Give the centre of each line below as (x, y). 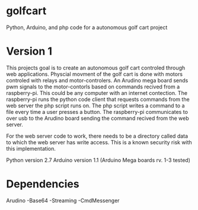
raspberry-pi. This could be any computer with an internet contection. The (97, 93)
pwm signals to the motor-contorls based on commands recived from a (93, 87)
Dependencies (43, 184)
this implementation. (31, 148)
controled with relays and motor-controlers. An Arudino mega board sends (97, 80)
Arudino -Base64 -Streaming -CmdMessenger (63, 201)
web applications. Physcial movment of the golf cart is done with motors (94, 74)
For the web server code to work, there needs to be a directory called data (97, 136)
